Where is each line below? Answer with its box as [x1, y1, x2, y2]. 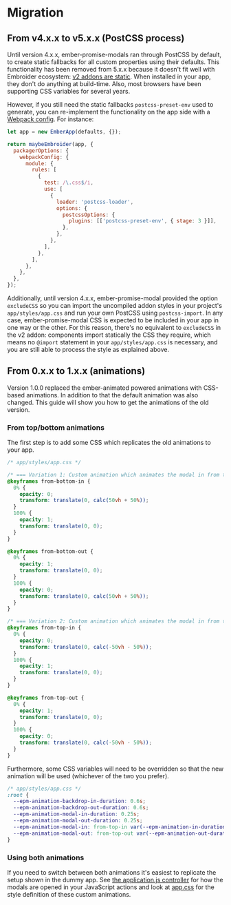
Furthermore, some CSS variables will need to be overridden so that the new [7, 764, 224, 773]
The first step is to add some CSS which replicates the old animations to [7, 439, 211, 447]
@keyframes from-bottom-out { [7, 548, 94, 555]
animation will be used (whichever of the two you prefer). [7, 771, 170, 780]
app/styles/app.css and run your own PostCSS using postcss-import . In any [7, 309, 223, 317]
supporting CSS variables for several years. [7, 87, 131, 95]
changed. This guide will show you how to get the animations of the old [7, 398, 209, 406]
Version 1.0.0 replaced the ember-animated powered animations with [7, 384, 202, 392]
